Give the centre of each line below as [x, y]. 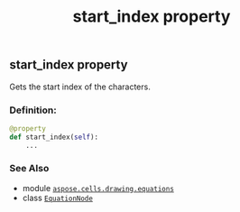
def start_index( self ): [54, 137]
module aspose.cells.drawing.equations [98, 188]
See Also [29, 169]
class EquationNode [57, 198]
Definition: [33, 110]
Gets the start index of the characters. [80, 87]
